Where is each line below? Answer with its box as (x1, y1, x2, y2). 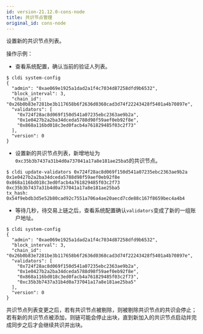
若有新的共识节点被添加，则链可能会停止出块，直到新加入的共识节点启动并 (6, 314, 192, 321)
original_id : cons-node (6, 20, 66, 26)
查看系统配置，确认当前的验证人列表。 (14, 63, 111, 70)
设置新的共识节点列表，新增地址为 (14, 150, 100, 157)
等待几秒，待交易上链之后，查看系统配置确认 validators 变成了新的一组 (14, 207, 191, 214)
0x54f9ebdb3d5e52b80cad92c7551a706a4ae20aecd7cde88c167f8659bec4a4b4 (6, 195, 185, 202)
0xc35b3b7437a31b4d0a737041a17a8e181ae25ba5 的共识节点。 (14, 157, 161, 165)
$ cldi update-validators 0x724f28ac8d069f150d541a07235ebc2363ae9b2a (6, 169, 188, 175)
